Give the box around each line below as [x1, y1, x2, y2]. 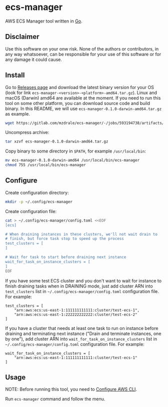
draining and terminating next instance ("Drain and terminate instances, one [5, 330, 161, 336]
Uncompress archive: [5, 129, 49, 135]
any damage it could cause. [5, 56, 62, 62]
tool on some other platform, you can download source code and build [5, 100, 150, 106]
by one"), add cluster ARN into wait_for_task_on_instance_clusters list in [5, 335, 157, 341]
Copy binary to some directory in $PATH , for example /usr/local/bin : [5, 148, 146, 154]
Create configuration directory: [5, 189, 69, 195]
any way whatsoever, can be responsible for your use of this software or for [5, 51, 161, 57]
